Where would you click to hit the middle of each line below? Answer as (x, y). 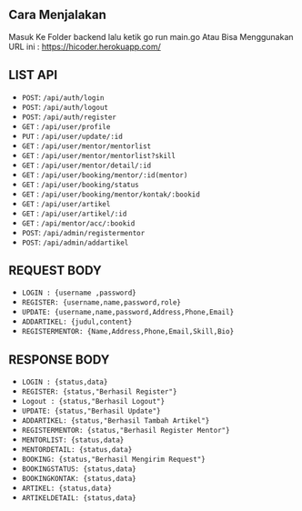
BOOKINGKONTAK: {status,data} (79, 479)
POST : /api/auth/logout (65, 106)
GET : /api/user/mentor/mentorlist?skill (99, 155)
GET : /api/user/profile (66, 125)
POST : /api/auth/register (69, 116)
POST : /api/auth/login (63, 97)
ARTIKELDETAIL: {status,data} (79, 498)
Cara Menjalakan (57, 15)
